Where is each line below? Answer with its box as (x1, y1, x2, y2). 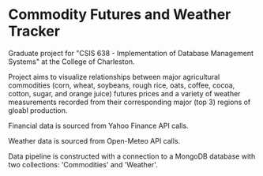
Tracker (8, 22, 61, 40)
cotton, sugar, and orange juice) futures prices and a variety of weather (8, 88, 241, 98)
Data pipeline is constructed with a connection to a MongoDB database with (8, 152, 256, 161)
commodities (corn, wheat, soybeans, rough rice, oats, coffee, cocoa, (8, 81, 235, 90)
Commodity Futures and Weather (8, 6, 231, 24)
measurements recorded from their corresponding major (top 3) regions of (8, 97, 251, 107)
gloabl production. (8, 105, 68, 115)
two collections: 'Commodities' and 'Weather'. (8, 159, 158, 169)
